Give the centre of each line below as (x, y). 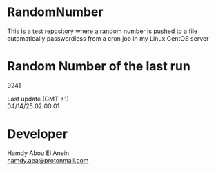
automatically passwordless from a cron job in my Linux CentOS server (108, 38)
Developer (37, 134)
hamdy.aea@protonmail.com (48, 160)
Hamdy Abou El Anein (38, 153)
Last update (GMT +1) (38, 99)
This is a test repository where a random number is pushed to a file (102, 31)
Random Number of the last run (99, 67)
